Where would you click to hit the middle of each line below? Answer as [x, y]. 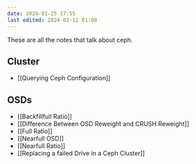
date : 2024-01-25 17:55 [42, 13]
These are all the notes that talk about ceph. [70, 39]
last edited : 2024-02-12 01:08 [52, 20]
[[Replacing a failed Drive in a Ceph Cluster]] [81, 154]
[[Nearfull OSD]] [41, 138]
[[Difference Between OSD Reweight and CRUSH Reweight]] [103, 124]
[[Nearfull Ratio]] [41, 146]
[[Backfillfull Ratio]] [45, 117]
